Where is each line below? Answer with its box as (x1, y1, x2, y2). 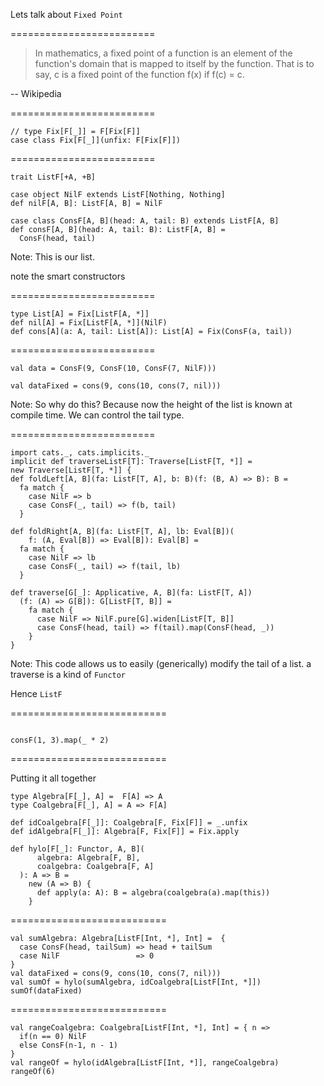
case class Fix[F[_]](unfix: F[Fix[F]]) (10, 135, 182, 145)
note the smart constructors (10, 270, 126, 282)
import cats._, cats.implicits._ (10, 448, 150, 458)
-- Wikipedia (10, 88, 62, 99)
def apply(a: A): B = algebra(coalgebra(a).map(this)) (36, 888, 271, 898)
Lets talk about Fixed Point (10, 9, 123, 20)
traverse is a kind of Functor (10, 669, 127, 680)
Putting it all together (10, 772, 97, 784)
